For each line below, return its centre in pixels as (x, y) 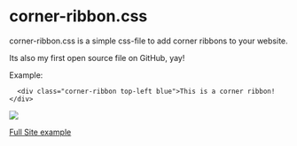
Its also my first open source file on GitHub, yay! (97, 58)
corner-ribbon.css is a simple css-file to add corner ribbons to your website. (148, 41)
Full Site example (40, 132)
